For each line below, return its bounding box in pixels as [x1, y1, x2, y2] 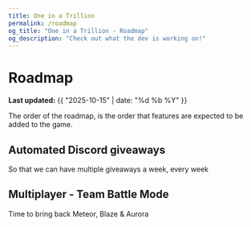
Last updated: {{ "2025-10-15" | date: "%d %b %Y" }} [8, 96, 188, 105]
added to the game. [8, 120, 74, 130]
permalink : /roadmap [8, 19, 78, 27]
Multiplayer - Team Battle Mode [8, 188, 169, 201]
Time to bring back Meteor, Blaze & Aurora [8, 208, 149, 218]
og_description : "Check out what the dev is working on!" [8, 34, 206, 43]
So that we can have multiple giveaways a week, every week [8, 164, 209, 174]
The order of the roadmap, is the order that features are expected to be [8, 111, 244, 121]
